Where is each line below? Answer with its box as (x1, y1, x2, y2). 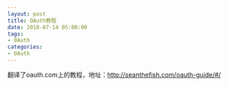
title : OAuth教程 (7, 17, 57, 24)
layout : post (7, 10, 46, 18)
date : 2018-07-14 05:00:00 (7, 23, 88, 31)
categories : (7, 43, 43, 50)
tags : (7, 30, 24, 38)
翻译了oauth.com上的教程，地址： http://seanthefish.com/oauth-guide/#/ (7, 70, 222, 79)
